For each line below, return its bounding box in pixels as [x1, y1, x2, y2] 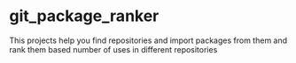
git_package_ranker [9, 6, 160, 26]
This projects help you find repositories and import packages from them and [9, 35, 288, 45]
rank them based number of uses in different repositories [9, 44, 218, 54]
